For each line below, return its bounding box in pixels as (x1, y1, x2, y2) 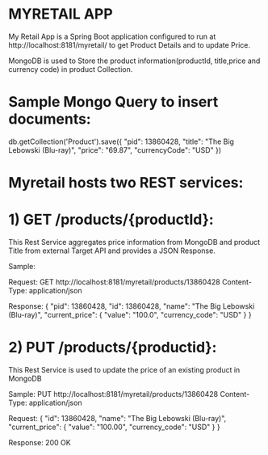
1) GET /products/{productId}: (8, 211, 214, 229)
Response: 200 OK (8, 437, 71, 447)
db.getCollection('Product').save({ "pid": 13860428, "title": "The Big (8, 137, 234, 146)
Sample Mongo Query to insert (8, 93, 219, 112)
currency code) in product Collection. (8, 64, 133, 74)
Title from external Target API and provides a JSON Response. (8, 246, 216, 255)
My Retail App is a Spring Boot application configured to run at (8, 32, 216, 41)
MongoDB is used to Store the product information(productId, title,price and (8, 56, 261, 65)
